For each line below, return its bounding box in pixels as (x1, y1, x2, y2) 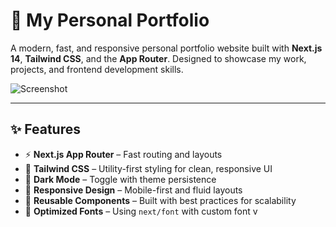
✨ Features (10, 121, 81, 138)
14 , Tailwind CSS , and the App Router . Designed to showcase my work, (10, 52, 307, 64)
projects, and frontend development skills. (10, 63, 184, 75)
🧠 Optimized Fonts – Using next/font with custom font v (24, 205, 258, 217)
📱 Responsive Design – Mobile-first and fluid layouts (24, 184, 243, 196)
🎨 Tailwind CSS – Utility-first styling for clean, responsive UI (24, 162, 273, 174)
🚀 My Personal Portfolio (10, 9, 210, 32)
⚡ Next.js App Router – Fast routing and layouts (24, 148, 223, 160)
